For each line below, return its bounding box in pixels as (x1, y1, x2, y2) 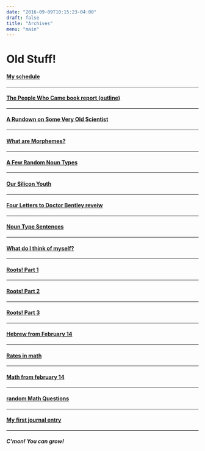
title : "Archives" (6, 20, 53, 26)
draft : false (6, 15, 40, 21)
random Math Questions (6, 395, 70, 402)
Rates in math (6, 352, 42, 359)
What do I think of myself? (6, 244, 74, 252)
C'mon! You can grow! (6, 438, 64, 445)
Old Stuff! (6, 53, 57, 66)
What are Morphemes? (6, 137, 66, 144)
